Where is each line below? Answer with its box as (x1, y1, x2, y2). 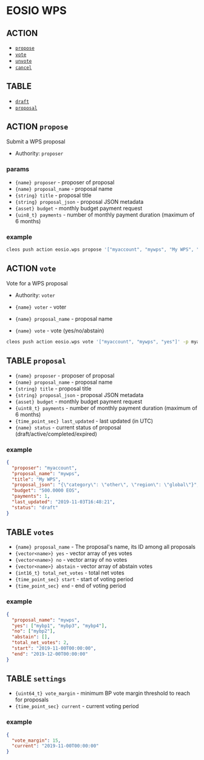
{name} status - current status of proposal (15, 423, 121, 431)
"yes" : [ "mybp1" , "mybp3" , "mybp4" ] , (12, 623, 107, 629)
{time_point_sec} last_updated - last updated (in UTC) (15, 417, 154, 425)
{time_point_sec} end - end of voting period (15, 582, 126, 589)
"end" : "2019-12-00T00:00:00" (12, 651, 88, 657)
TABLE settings (6, 673, 67, 684)
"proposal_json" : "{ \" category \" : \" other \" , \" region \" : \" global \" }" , (12, 482, 200, 488)
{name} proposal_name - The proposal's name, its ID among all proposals (15, 543, 196, 551)
